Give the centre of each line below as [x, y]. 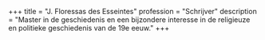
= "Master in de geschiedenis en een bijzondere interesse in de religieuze [129, 20]
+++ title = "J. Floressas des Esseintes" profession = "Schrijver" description [132, 11]
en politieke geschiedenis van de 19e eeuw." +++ [89, 28]
